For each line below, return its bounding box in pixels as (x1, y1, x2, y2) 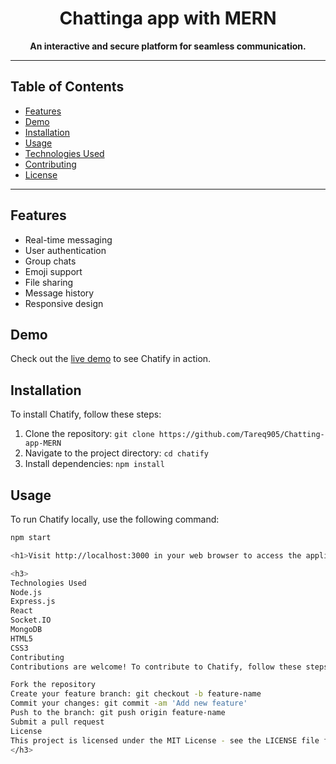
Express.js (10, 597, 56, 607)
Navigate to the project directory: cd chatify (24, 447, 209, 459)
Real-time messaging (24, 233, 113, 246)
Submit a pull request (10, 717, 105, 727)
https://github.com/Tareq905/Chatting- (158, 430, 325, 440)
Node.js (10, 587, 43, 597)
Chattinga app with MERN (59, 7, 277, 30)
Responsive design (24, 297, 104, 309)
